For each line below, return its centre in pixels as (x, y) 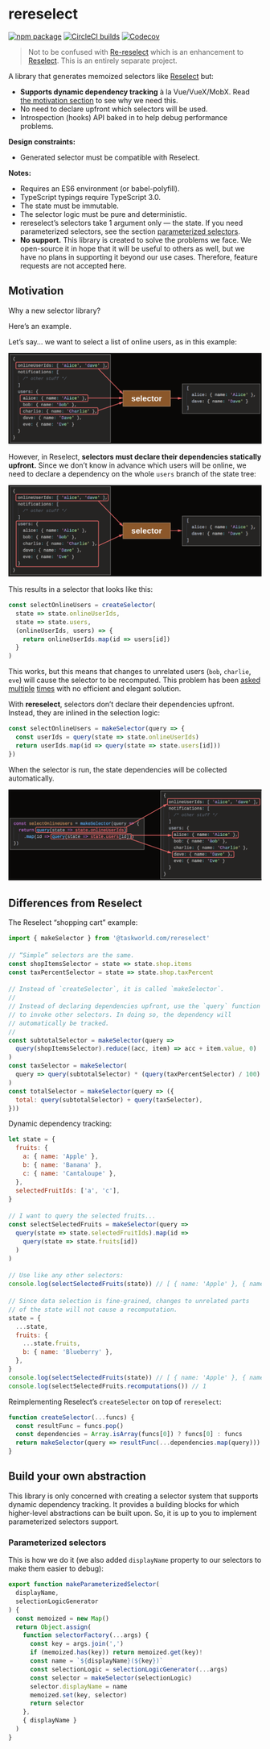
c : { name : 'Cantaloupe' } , (70, 1173)
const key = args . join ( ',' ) (77, 1644)
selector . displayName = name (78, 1686)
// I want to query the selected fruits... (82, 1216)
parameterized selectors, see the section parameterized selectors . (130, 231)
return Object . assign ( (53, 1627)
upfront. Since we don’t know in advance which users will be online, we (127, 465)
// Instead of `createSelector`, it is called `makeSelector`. (117, 989)
